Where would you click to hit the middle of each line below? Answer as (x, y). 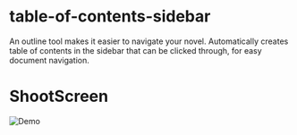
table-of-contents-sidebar (110, 17)
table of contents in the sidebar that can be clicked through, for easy (136, 50)
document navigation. (49, 60)
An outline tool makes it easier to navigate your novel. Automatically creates (149, 41)
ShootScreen (59, 97)
